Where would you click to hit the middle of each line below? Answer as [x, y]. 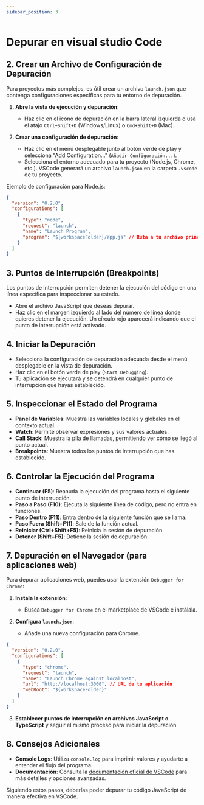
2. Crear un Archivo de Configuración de [84, 64]
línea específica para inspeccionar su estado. [63, 294]
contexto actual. [35, 425]
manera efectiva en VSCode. [42, 796]
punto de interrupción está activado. [60, 326]
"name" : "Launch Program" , [56, 231]
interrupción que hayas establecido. [60, 385]
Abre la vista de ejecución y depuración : [67, 106]
